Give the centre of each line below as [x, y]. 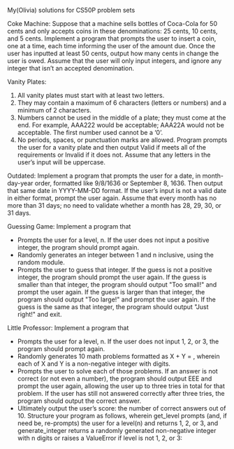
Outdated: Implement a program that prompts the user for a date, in [104, 176]
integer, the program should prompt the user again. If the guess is [112, 277]
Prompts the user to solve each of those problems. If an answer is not [117, 371]
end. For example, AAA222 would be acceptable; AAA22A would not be [121, 125]
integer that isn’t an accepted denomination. [71, 68]
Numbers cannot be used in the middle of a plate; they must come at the [122, 117]
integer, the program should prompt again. [78, 247]
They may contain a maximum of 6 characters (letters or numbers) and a [122, 103]
